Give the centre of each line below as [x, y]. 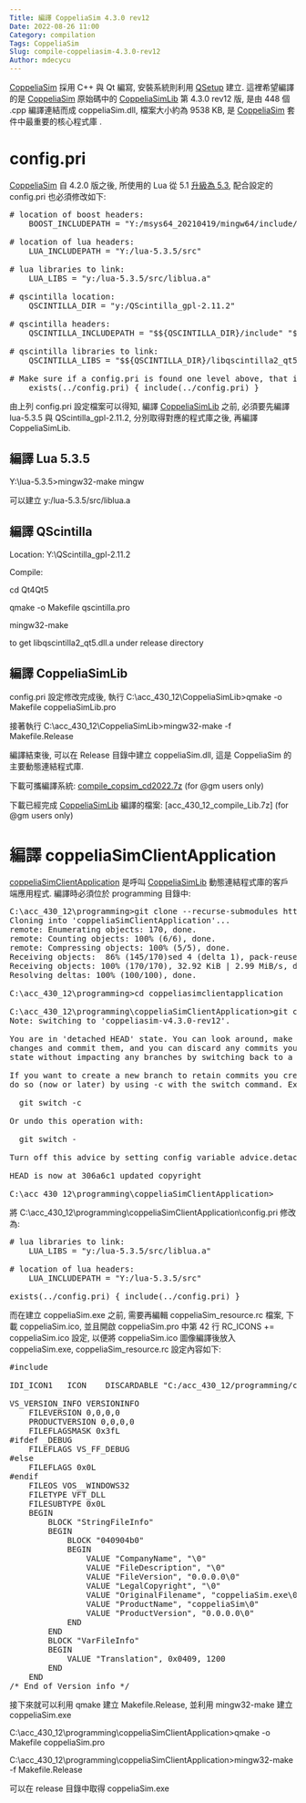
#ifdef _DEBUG [41, 1440]
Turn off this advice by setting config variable [122, 1158]
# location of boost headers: [77, 214]
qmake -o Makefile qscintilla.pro [70, 607]
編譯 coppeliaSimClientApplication [143, 855]
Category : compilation [52, 35]
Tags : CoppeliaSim [44, 43]
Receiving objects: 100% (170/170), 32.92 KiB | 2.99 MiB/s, [149, 966]
